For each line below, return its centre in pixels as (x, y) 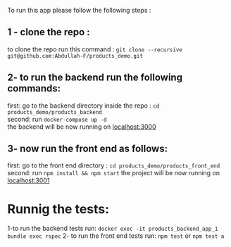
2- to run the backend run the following (95, 78)
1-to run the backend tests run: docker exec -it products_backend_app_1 (113, 229)
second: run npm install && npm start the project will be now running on (114, 173)
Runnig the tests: (58, 209)
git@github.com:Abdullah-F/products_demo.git (75, 56)
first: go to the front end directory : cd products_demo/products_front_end (114, 165)
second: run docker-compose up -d (57, 119)
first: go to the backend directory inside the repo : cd (83, 106)
